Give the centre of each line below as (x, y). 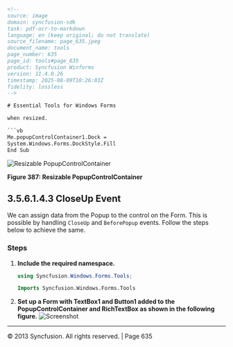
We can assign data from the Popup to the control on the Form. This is (107, 215)
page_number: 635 (32, 55)
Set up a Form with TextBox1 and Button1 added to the (96, 302)
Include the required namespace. (66, 263)
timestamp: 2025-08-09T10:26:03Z (55, 80)
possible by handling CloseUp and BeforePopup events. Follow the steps (108, 223)
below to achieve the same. (46, 230)
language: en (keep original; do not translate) (79, 35)
